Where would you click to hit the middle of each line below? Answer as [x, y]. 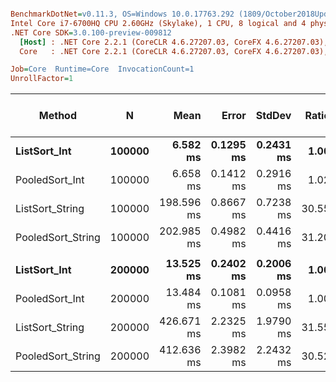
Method [57, 116]
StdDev [273, 116]
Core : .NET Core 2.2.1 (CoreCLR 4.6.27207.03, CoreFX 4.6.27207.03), [174, 51]
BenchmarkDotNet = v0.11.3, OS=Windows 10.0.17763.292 [122, 14]
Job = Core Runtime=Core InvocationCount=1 [102, 69]
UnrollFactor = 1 [42, 79]
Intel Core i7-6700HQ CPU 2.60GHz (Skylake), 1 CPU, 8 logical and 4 [158, 23]
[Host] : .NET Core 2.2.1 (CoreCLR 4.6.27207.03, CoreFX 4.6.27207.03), [174, 42]
